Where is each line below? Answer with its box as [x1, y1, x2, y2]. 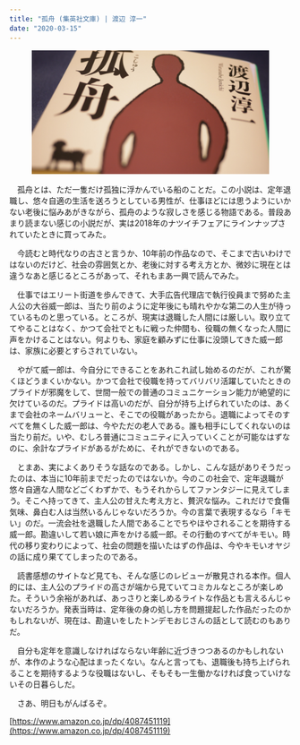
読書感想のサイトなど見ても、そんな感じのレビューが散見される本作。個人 [16, 570, 291, 581]
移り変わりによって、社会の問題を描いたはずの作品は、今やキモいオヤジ [24, 540, 291, 551]
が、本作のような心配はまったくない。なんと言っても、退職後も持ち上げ [9, 656, 275, 667]
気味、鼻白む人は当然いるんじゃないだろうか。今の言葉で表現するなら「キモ [9, 507, 291, 518]
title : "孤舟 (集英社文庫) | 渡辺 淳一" [9, 14, 148, 23]
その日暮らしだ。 [16, 679, 81, 689]
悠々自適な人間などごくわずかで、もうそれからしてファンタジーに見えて [9, 484, 275, 495]
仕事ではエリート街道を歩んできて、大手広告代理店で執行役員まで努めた [16, 289, 284, 300]
